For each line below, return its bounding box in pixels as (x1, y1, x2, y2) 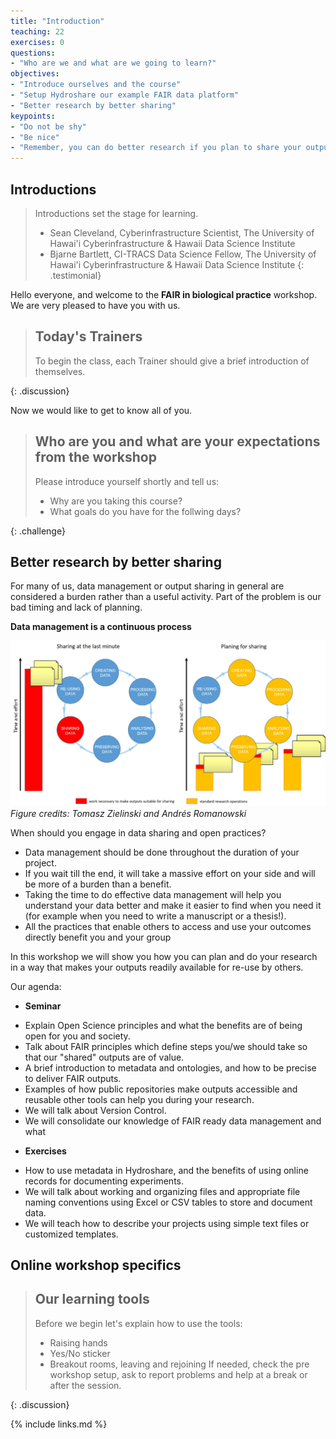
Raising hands (49, 1336, 108, 1349)
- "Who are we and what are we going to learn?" (10, 58, 217, 69)
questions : (10, 48, 56, 58)
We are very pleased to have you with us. (10, 299, 181, 311)
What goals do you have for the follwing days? (49, 505, 242, 517)
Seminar (24, 1000, 62, 1012)
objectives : (10, 69, 60, 79)
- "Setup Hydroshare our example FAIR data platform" (10, 90, 240, 100)
